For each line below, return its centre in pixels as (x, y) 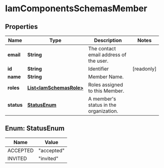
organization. (103, 111)
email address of (107, 55)
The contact (102, 48)
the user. (98, 61)
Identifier (98, 69)
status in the (102, 105)
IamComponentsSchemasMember (76, 9)
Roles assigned (106, 85)
